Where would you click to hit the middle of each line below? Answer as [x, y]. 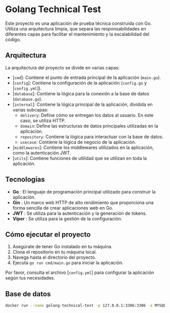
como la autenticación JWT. [42, 152]
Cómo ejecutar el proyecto [48, 234]
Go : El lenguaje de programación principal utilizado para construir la [84, 191]
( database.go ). [27, 99]
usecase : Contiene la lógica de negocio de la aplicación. [78, 142]
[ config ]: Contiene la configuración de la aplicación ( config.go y [80, 83]
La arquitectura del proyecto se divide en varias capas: [62, 67]
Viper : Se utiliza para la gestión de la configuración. [67, 218]
